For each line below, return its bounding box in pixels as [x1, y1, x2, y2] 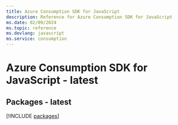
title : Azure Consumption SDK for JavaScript [6, 8, 120, 15]
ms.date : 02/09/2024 [6, 19, 57, 25]
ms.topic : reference [6, 25, 57, 31]
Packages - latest [6, 97, 72, 107]
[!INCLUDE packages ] [6, 113, 60, 119]
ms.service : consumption [6, 36, 67, 42]
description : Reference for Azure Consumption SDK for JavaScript [6, 14, 173, 20]
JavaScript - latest [6, 74, 98, 87]
